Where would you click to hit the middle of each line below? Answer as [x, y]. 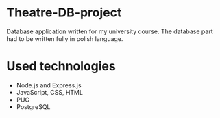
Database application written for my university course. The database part [110, 31]
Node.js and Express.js [49, 85]
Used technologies [61, 67]
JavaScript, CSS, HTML [50, 92]
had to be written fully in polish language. [65, 38]
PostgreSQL [33, 106]
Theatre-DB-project [64, 13]
